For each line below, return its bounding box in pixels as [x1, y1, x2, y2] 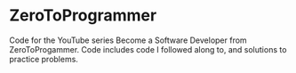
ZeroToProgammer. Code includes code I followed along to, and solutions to [9, 44, 287, 54]
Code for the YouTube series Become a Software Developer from [9, 35, 247, 45]
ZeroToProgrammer [9, 5, 157, 26]
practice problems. [9, 53, 78, 64]
